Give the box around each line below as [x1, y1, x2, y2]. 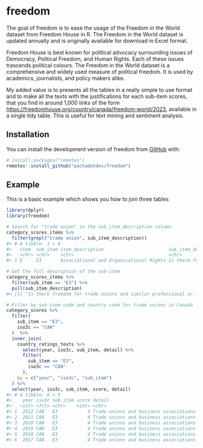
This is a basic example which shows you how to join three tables [6, 195, 169, 203]
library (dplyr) [6, 207, 45, 213]
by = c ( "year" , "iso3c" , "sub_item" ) [17, 375, 112, 381]
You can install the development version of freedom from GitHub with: [6, 145, 181, 152]
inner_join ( [11, 336, 42, 342]
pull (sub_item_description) [11, 285, 83, 291]
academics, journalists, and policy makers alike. [6, 74, 125, 82]
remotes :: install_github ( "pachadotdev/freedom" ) [6, 163, 131, 169]
